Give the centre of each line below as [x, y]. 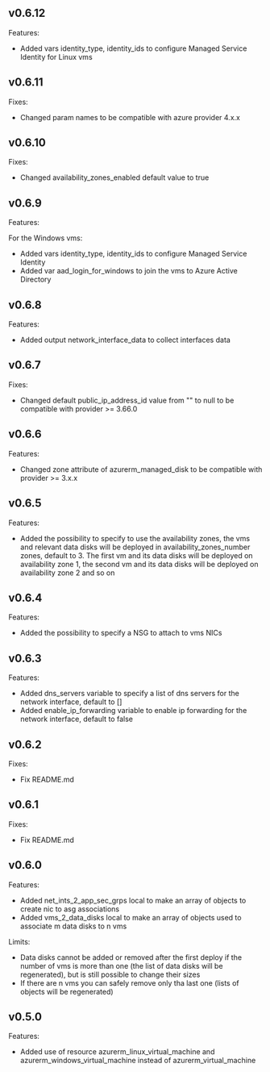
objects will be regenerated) [67, 991]
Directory [35, 279]
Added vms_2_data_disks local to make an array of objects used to [131, 917]
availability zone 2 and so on [67, 573]
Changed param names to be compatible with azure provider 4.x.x [130, 117]
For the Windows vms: [46, 238]
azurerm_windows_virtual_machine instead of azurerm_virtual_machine [138, 1061]
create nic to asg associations [69, 909]
